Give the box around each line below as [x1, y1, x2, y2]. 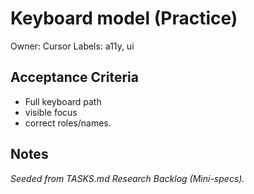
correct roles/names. [24, 117, 112, 129]
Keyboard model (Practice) [10, 7, 238, 30]
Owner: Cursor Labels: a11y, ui [10, 40, 135, 52]
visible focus [24, 106, 78, 118]
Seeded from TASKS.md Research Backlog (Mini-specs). [10, 172, 245, 184]
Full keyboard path [24, 95, 102, 107]
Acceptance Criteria [10, 69, 139, 86]
